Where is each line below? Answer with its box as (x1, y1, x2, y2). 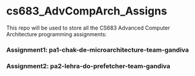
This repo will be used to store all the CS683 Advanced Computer (6, 24, 171, 31)
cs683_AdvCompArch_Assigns (6, 4, 168, 18)
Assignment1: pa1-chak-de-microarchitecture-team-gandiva (6, 45, 190, 54)
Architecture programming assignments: (6, 30, 107, 37)
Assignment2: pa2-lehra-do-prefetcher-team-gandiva (6, 62, 171, 70)
